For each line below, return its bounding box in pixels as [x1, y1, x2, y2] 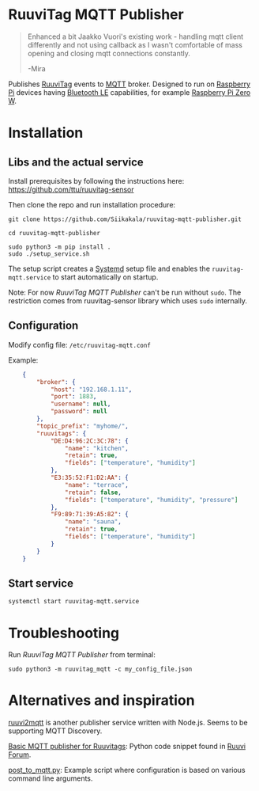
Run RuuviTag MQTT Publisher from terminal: [8, 650, 156, 660]
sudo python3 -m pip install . [8, 243, 111, 251]
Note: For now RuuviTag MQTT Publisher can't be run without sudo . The [8, 287, 242, 297]
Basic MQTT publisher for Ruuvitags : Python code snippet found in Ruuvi [8, 742, 246, 751]
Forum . [8, 750, 32, 759]
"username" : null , [50, 400, 111, 409]
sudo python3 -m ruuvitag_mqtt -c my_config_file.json [8, 665, 193, 674]
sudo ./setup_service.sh [8, 249, 90, 258]
